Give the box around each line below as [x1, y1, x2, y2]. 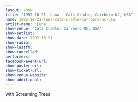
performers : [5, 54, 30, 59]
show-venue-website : [5, 73, 49, 78]
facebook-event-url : [5, 59, 49, 64]
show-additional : [5, 77, 42, 82]
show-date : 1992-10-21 [5, 36, 53, 41]
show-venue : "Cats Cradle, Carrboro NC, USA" [5, 26, 102, 31]
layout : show [5, 7, 33, 13]
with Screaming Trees [5, 91, 51, 97]
